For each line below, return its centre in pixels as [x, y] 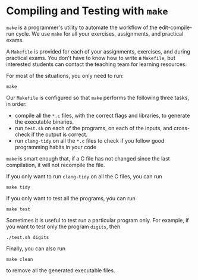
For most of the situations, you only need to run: [65, 75]
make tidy [18, 187]
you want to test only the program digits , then [63, 226]
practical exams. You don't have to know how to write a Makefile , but [91, 58]
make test [18, 209]
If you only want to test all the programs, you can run [71, 198]
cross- [182, 128]
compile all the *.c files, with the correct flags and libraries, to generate [102, 115]
